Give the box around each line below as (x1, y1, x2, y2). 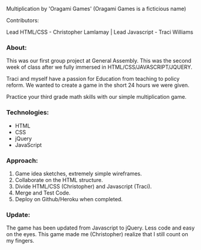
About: (6, 43, 27, 52)
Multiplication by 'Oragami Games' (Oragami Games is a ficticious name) (6, 5, 187, 12)
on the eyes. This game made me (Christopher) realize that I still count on (6, 231, 188, 238)
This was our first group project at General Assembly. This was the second (6, 57, 191, 64)
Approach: (6, 156, 39, 164)
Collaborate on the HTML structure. (14, 176, 104, 183)
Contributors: (6, 17, 39, 23)
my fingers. (6, 237, 35, 245)
